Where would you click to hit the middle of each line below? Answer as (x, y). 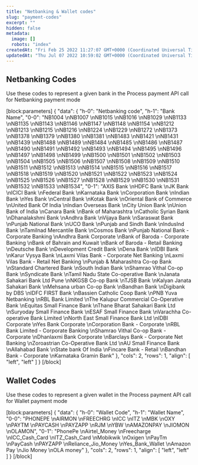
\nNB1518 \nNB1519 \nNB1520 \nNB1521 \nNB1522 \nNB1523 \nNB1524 (92, 174)
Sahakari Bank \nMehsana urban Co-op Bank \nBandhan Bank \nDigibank (96, 287)
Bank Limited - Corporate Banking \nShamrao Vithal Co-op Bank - (86, 330)
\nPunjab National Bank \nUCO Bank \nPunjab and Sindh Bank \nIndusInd (95, 224)
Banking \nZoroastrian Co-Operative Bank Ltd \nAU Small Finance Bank (93, 343)
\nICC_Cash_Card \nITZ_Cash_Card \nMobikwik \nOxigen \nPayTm (87, 438)
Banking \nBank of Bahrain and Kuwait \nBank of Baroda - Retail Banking (94, 243)
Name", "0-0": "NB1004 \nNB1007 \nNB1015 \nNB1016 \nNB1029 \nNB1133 (96, 117)
